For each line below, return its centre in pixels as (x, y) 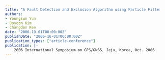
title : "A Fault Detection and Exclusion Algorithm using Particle (76, 9)
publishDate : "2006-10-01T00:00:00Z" (44, 37)
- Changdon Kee (21, 28)
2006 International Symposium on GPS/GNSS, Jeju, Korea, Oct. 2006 (84, 50)
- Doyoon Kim (18, 23)
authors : (14, 14)
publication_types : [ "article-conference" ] (50, 41)
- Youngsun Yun (21, 18)
